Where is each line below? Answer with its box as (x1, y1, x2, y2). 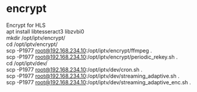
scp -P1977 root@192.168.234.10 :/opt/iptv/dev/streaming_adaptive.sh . (6, 72, 180, 79)
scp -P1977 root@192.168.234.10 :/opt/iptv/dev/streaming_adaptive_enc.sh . (6, 78, 192, 85)
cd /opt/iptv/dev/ (6, 59, 48, 67)
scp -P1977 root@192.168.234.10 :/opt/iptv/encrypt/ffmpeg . (6, 47, 152, 54)
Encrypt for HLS (6, 22, 46, 29)
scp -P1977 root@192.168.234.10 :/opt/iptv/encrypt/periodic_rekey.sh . (6, 53, 178, 60)
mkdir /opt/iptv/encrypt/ (6, 34, 66, 41)
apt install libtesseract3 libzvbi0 (6, 27, 85, 35)
